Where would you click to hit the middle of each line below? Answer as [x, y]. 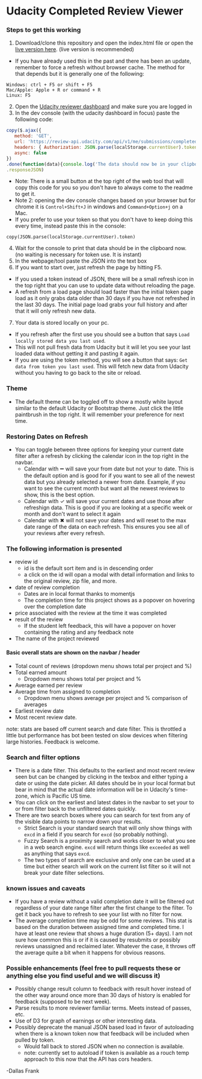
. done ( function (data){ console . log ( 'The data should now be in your [93, 164]
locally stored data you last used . [60, 341]
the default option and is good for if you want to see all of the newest [109, 476]
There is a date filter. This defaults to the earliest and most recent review [105, 770]
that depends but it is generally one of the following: [79, 74]
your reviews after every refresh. [64, 533]
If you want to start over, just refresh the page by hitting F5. [88, 267]
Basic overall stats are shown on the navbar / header [73, 652]
